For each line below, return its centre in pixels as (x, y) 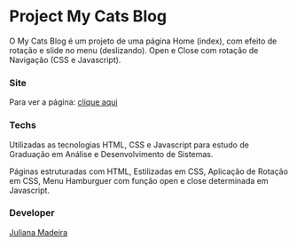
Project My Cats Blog (88, 16)
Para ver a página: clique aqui (63, 102)
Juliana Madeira (39, 232)
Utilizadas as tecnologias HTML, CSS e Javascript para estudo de (129, 145)
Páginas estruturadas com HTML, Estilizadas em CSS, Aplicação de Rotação (148, 171)
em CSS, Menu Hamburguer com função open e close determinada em (139, 180)
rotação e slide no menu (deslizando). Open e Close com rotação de (134, 50)
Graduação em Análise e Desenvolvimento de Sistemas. (111, 154)
